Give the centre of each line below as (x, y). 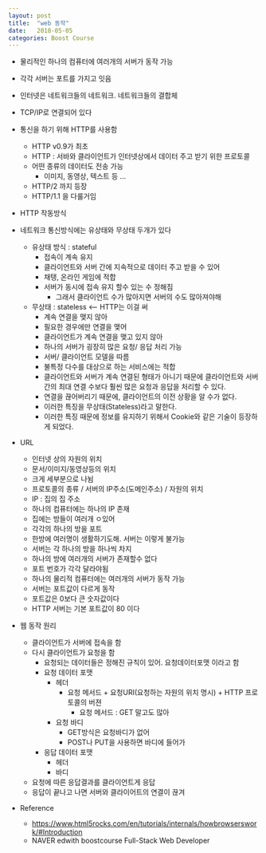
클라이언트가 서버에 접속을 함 (76, 642)
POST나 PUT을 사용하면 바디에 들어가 (126, 742)
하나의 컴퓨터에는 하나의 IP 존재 (80, 509)
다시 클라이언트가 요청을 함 (73, 653)
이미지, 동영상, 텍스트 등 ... (85, 176)
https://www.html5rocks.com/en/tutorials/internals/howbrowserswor (144, 823)
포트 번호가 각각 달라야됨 (70, 569)
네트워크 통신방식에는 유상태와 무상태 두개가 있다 (95, 230)
